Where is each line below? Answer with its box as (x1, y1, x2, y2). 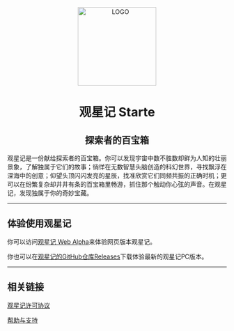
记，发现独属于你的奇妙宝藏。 (7, 189, 93, 197)
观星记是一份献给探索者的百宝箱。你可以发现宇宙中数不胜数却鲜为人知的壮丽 (7, 154, 227, 162)
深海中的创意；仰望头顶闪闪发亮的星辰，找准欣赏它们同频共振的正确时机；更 (7, 171, 227, 180)
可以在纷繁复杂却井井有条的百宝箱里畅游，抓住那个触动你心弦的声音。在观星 (7, 180, 227, 188)
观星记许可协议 (7, 301, 50, 309)
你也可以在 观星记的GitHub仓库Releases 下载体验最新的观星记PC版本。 (7, 252, 208, 261)
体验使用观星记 (7, 217, 72, 229)
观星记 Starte (79, 105, 155, 121)
